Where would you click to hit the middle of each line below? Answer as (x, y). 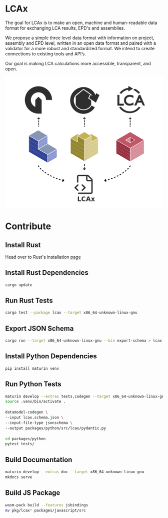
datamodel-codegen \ (27, 412)
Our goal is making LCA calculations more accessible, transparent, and (78, 63)
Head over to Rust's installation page (43, 257)
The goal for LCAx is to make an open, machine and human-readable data (81, 23)
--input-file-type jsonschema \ (39, 423)
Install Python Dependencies (51, 356)
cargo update (19, 285)
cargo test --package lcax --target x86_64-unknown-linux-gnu (71, 313)
